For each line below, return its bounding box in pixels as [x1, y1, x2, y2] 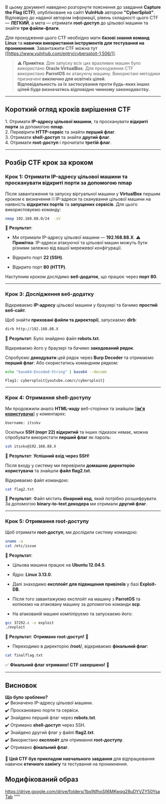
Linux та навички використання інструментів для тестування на [5, 40, 145, 46]
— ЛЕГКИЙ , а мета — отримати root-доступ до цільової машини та [5, 20, 148, 26]
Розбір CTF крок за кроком [5, 158, 93, 167]
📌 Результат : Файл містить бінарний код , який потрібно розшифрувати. [5, 495, 158, 501]
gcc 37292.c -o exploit [5, 620, 54, 625]
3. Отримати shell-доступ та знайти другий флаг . [5, 134, 111, 140]
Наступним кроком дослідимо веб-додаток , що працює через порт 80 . [5, 274, 158, 280]
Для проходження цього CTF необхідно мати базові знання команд [5, 35, 150, 41]
